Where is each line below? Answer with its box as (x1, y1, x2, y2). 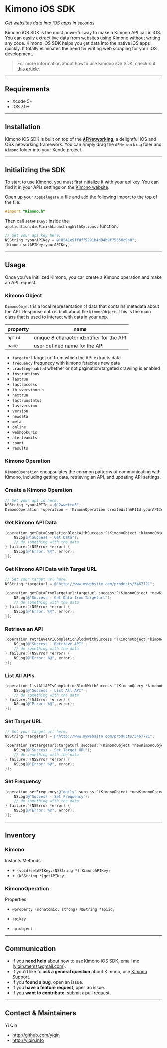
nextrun (12, 393, 28, 398)
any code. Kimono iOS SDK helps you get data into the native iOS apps (5, 40, 150, 46)
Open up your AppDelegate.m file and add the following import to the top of (5, 194, 158, 200)
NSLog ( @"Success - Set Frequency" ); (14, 794, 90, 799)
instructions (12, 371, 40, 376)
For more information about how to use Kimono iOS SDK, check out (17, 60, 156, 66)
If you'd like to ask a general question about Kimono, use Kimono (12, 968, 148, 974)
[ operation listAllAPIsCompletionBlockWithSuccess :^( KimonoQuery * (5, 683, 148, 688)
